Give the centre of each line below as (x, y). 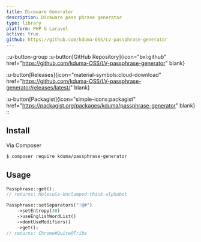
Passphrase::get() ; (31, 189)
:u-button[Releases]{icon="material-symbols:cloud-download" (84, 75)
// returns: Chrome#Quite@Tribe (46, 233)
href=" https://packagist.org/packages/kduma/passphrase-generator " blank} (101, 105)
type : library (24, 23)
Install (18, 131)
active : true (22, 34)
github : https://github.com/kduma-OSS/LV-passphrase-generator (87, 40)
